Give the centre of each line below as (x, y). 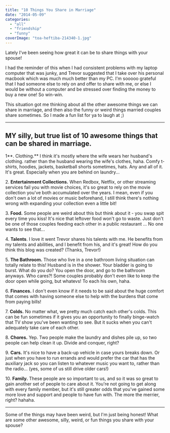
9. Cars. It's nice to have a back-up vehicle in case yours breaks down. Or (82, 353)
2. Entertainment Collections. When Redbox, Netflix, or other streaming (80, 182)
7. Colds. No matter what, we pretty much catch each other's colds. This (81, 311)
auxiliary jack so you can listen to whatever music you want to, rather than (82, 363)
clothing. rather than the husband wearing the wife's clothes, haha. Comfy (83, 161)
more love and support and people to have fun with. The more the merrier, (82, 395)
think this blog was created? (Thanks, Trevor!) (53, 250)
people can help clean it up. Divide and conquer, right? (62, 342)
